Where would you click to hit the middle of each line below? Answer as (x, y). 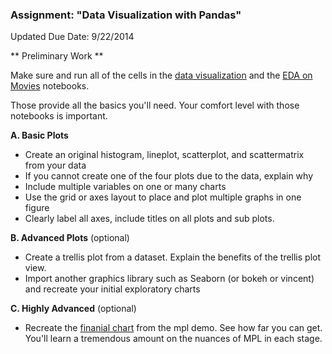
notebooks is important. (59, 116)
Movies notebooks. (50, 86)
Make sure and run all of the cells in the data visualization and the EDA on (161, 75)
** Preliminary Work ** (57, 56)
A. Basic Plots (39, 135)
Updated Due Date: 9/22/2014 (72, 37)
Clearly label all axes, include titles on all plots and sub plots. (149, 219)
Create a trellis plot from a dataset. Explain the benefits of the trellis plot (173, 257)
